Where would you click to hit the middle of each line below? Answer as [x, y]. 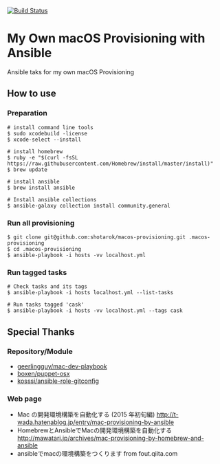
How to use [32, 94]
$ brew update [27, 169]
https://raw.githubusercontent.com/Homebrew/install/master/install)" [110, 164]
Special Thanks [41, 332]
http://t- [167, 415]
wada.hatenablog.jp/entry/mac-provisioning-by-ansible [95, 422]
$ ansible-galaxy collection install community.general [89, 206]
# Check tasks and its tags [47, 287]
